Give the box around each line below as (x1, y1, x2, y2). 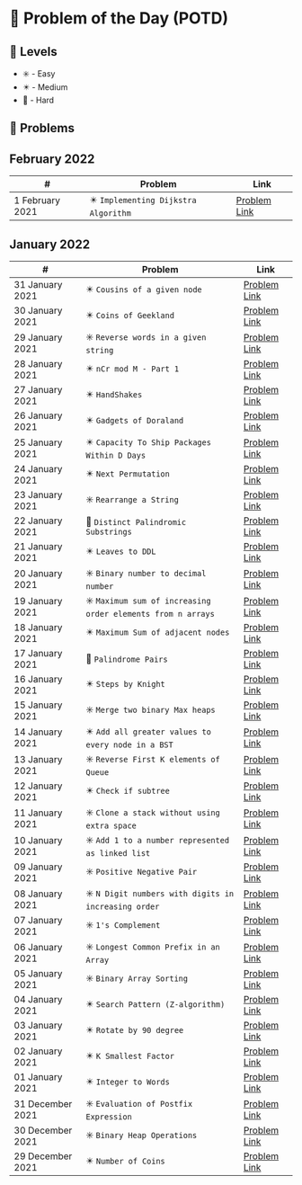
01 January (13, 1071, 63, 1083)
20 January (13, 566, 63, 579)
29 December (13, 1150, 73, 1163)
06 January (13, 940, 63, 953)
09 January (13, 860, 63, 873)
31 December (13, 1097, 73, 1109)
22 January (13, 514, 63, 527)
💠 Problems (9, 120, 75, 136)
